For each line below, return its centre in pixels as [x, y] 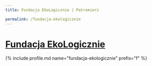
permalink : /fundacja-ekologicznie [43, 19]
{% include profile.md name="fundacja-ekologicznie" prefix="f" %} [76, 58]
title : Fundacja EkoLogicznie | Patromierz [52, 10]
